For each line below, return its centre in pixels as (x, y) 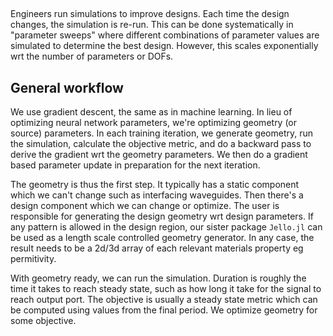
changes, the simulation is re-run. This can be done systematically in (152, 25)
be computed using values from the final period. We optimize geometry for (164, 310)
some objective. (43, 321)
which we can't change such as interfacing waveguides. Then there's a (157, 195)
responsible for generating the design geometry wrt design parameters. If (162, 216)
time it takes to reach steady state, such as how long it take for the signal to (166, 289)
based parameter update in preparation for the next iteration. (135, 165)
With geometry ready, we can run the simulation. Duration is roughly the (158, 278)
